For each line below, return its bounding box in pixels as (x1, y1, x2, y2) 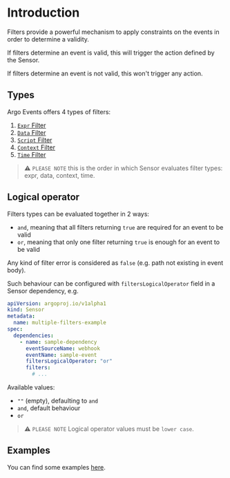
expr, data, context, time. (23, 171, 95, 179)
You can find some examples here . (7, 463, 106, 471)
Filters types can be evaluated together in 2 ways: (7, 210, 150, 218)
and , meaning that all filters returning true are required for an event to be (17, 223, 224, 231)
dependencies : (13, 332, 54, 339)
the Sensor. (7, 55, 40, 64)
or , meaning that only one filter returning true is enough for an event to (17, 237, 220, 246)
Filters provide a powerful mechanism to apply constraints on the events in (7, 28, 220, 36)
